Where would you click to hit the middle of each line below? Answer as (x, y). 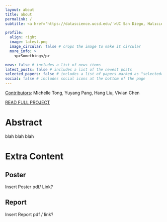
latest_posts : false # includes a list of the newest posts (69, 69)
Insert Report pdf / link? (29, 214)
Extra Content (34, 157)
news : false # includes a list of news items (53, 65)
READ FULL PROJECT (28, 102)
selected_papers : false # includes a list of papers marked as (72, 74)
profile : (14, 33)
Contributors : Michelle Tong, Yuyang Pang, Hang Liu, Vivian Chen (73, 93)
